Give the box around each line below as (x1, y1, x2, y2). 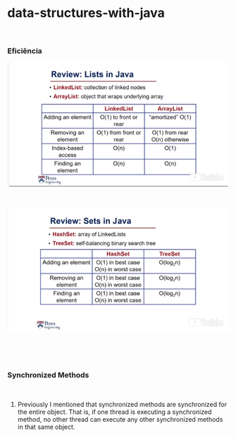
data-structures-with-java (7, 5, 166, 21)
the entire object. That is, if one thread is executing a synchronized (17, 408, 212, 416)
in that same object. (17, 422, 75, 431)
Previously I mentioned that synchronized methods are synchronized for (17, 400, 228, 408)
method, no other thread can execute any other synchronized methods (17, 415, 223, 423)
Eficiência (7, 46, 42, 56)
